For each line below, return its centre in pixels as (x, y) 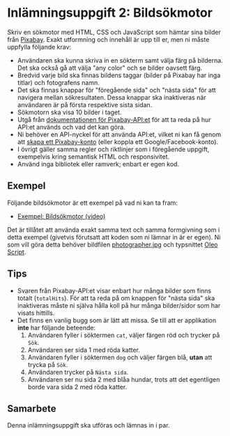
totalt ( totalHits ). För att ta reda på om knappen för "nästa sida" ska (116, 298)
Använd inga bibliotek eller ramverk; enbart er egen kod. (98, 164)
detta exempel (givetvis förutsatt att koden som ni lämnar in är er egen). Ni (114, 237)
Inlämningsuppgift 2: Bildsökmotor (110, 13)
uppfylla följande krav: (39, 47)
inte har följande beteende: (56, 327)
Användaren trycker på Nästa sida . (78, 372)
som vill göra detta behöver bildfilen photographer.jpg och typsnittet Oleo (113, 244)
